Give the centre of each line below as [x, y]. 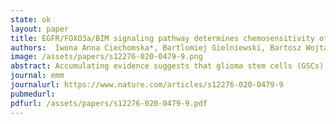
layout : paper [40, 29]
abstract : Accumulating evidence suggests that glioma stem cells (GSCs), [169, 66]
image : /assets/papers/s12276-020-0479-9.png [106, 57]
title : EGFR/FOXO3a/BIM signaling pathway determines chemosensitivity [162, 38]
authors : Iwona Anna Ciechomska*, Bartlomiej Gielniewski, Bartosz [156, 47]
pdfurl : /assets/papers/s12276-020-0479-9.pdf [109, 103]
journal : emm [37, 76]
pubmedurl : [33, 94]
